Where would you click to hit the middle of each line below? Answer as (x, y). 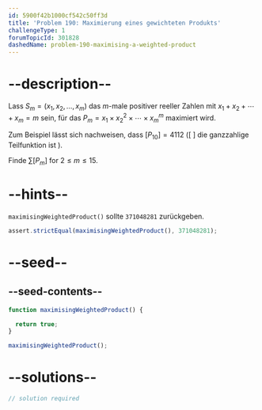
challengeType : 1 (37, 30)
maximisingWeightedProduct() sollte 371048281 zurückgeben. (106, 216)
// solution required (44, 399)
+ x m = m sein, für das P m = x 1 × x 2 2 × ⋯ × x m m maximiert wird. (112, 118)
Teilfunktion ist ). (36, 145)
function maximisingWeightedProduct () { (76, 309)
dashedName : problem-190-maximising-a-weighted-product (102, 45)
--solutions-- (53, 378)
